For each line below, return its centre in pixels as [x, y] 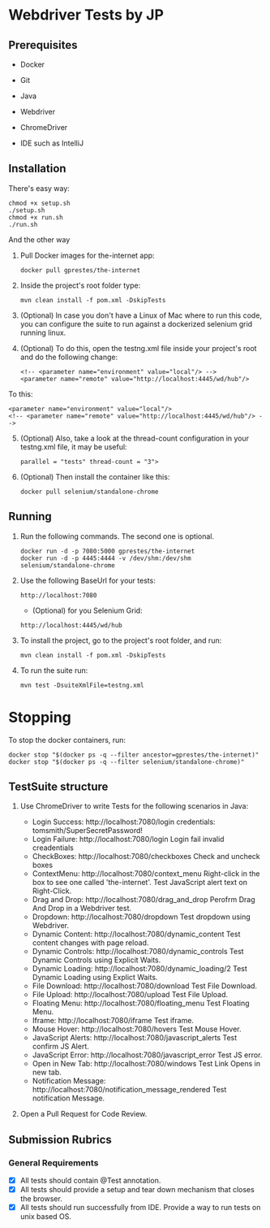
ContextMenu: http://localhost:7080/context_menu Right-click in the [146, 874]
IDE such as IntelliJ [51, 143]
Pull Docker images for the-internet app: [88, 255]
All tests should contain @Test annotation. [90, 1181]
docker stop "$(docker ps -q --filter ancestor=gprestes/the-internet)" [134, 755]
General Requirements [54, 1162]
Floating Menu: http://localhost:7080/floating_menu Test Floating [141, 1003]
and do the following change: [69, 357]
